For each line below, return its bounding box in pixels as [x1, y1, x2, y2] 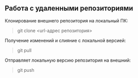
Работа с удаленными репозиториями [5, 4, 133, 13]
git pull [17, 47, 31, 53]
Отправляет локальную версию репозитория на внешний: [5, 57, 131, 63]
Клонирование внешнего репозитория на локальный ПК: [5, 17, 128, 23]
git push [17, 67, 34, 73]
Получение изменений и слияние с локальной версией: [5, 37, 126, 43]
